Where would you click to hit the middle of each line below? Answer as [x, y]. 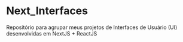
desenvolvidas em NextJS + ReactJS [52, 33]
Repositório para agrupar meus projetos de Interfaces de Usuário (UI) [92, 27]
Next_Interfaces [47, 11]
